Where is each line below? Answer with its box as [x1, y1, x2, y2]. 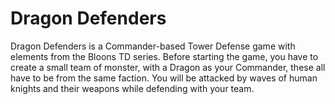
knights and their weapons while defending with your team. [10, 82, 255, 94]
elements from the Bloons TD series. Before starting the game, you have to [10, 50, 319, 62]
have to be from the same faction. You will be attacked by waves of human [10, 72, 318, 84]
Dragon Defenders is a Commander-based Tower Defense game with [10, 40, 296, 52]
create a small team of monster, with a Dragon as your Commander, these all [10, 61, 326, 73]
